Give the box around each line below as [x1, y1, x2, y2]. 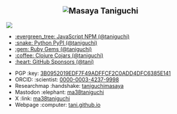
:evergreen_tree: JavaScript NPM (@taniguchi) [14, 33, 130, 40]
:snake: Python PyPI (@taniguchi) [14, 39, 97, 46]
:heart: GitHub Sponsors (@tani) [14, 58, 94, 65]
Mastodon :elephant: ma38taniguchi [14, 88, 105, 96]
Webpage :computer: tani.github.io [14, 101, 100, 108]
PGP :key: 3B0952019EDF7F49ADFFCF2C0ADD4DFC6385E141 [14, 69, 172, 77]
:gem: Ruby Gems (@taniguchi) [14, 45, 92, 52]
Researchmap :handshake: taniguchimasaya [14, 82, 124, 89]
